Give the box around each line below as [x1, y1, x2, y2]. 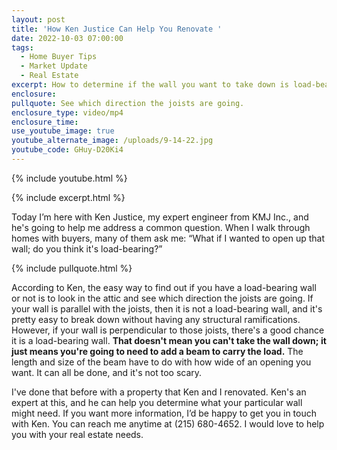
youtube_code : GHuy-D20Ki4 [11, 145, 124, 155]
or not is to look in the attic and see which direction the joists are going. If [11, 292, 314, 304]
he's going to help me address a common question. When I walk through [11, 221, 311, 233]
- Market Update [20, 61, 88, 71]
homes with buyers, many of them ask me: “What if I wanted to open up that [11, 232, 326, 244]
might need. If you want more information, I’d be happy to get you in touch [11, 407, 317, 419]
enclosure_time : [11, 117, 79, 127]
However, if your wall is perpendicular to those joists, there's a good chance [11, 324, 325, 336]
